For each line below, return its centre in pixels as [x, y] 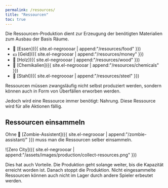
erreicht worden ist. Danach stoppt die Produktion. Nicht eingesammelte [80, 170]
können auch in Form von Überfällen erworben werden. [63, 91]
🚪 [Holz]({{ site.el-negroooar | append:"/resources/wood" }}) [76, 60]
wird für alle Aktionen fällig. [34, 106]
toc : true [16, 19]
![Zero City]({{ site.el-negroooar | [40, 150]
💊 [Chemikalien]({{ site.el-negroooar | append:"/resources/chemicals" [86, 65]
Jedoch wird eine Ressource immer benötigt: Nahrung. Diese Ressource [80, 101]
